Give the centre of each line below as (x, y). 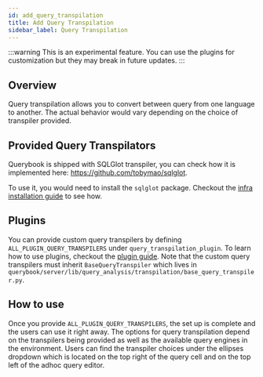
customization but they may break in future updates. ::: (97, 60)
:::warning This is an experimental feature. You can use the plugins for (121, 53)
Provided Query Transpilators (82, 145)
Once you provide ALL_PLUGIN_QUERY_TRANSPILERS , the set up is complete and (132, 323)
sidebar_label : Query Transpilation (68, 30)
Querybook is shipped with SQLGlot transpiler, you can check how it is (122, 164)
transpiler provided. (40, 121)
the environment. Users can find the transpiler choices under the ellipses (126, 348)
